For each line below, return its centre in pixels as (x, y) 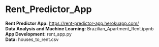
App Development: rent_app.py (39, 34)
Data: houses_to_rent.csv (32, 39)
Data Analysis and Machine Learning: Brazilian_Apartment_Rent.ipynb (80, 28)
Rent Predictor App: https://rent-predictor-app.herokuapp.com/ (72, 23)
